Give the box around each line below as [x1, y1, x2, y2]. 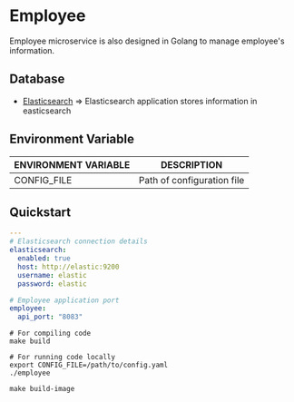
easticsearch [22, 105, 72, 116]
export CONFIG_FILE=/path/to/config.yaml [9, 360, 169, 370]
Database [9, 72, 65, 87]
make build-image [9, 385, 75, 394]
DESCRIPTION [160, 158, 223, 171]
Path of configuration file [139, 173, 245, 186]
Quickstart [9, 204, 72, 220]
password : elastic [17, 279, 88, 289]
